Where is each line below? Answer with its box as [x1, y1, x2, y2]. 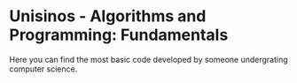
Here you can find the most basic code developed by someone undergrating [9, 54, 288, 64]
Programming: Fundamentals [9, 25, 229, 45]
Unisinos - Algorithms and [9, 6, 207, 26]
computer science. [9, 64, 78, 74]
